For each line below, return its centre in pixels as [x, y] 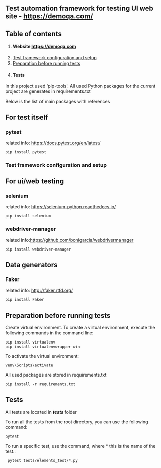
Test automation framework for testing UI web [79, 8]
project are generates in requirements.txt [48, 91]
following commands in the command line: [49, 333]
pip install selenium [28, 216]
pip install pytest [26, 152]
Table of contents [33, 33]
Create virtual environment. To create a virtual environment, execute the [80, 328]
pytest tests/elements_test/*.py [43, 461]
